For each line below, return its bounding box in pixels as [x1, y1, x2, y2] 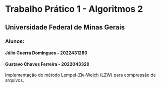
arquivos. [5, 77, 24, 83]
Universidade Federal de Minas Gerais [5, 23, 125, 31]
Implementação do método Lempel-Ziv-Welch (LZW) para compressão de [5, 72, 156, 78]
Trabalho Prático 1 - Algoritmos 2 [5, 3, 143, 15]
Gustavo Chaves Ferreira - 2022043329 [5, 61, 90, 67]
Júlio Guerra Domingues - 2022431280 [5, 50, 88, 56]
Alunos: [5, 38, 25, 45]
